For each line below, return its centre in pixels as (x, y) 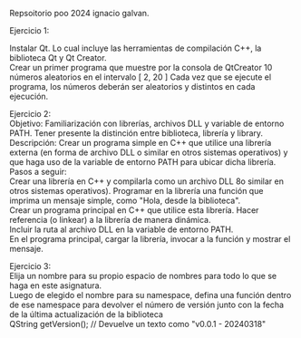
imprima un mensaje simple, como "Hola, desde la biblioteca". (125, 200)
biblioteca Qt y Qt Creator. (58, 58)
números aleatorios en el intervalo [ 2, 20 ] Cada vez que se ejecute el (141, 77)
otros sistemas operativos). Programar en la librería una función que (136, 191)
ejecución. (29, 96)
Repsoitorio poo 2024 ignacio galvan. (79, 13)
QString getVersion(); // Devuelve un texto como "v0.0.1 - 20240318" (138, 324)
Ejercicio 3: (30, 266)
